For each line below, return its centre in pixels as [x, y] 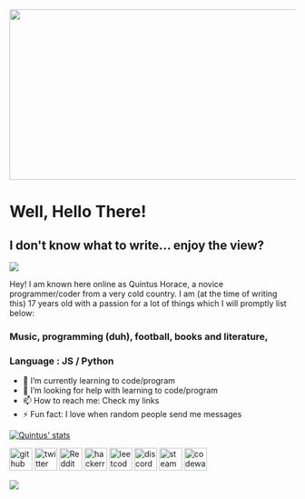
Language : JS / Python [62, 361]
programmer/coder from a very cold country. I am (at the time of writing [143, 294]
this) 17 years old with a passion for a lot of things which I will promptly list [148, 303]
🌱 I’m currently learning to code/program [98, 381]
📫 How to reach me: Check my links [91, 401]
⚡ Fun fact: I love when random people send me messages [132, 414]
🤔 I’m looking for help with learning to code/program [120, 391]
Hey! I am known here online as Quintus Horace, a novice [117, 284]
